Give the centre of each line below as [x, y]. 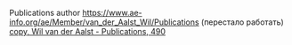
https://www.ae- [112, 13]
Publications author [45, 13]
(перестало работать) [243, 22]
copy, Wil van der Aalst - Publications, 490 [88, 31]
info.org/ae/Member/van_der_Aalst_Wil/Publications [104, 22]
